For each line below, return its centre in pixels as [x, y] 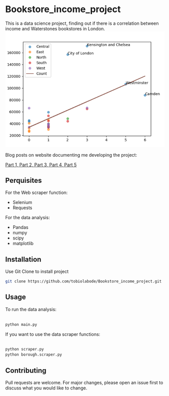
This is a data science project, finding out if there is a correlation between [82, 23]
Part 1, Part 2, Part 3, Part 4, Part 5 [41, 165]
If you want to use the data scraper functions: [53, 334]
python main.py [21, 324]
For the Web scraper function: [36, 192]
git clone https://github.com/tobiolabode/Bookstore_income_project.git [83, 281]
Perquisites [24, 180]
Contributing [26, 370]
